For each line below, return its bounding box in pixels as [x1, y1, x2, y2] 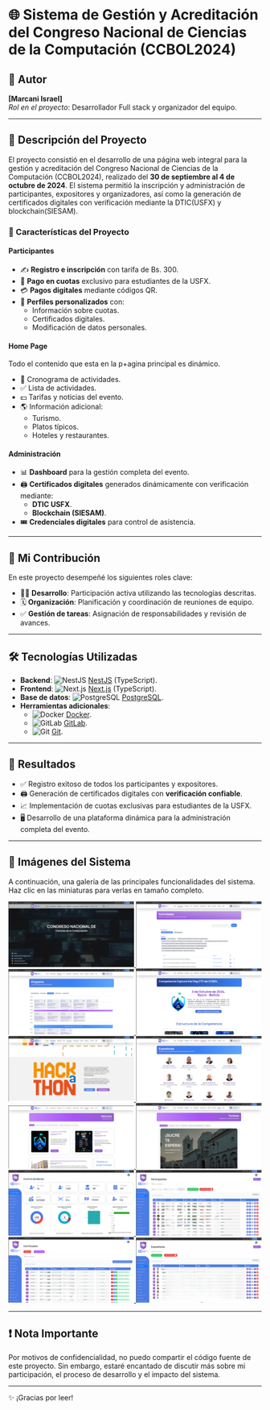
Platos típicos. [31, 422, 79, 432]
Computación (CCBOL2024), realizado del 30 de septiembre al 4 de [8, 172, 235, 181]
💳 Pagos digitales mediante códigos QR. [19, 285, 158, 295]
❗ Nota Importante [8, 1327, 99, 1341]
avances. [19, 618, 51, 628]
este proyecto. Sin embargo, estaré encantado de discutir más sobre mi [8, 1361, 246, 1370]
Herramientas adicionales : [19, 701, 111, 710]
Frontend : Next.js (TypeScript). [19, 684, 157, 693]
